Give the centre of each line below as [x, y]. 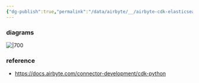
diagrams [20, 32]
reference [21, 60]
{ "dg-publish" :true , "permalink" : [47, 12]
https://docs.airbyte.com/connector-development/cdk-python [90, 74]
